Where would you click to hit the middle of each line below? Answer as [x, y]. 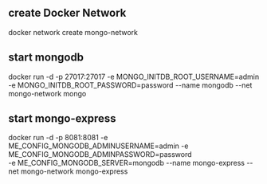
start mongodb [46, 58]
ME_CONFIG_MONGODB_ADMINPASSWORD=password [100, 155]
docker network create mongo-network [73, 32]
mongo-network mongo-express [74, 171]
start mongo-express [63, 119]
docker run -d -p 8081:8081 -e [58, 138]
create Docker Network [67, 13]
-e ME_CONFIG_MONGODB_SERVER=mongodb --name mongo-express [127, 163]
